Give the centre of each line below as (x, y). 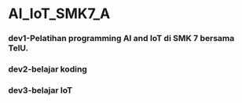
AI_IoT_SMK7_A (59, 14)
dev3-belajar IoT (40, 90)
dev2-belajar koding (48, 69)
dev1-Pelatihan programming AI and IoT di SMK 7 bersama (121, 39)
